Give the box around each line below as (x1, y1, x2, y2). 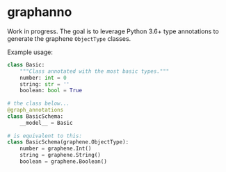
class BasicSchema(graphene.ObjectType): (7, 139, 129, 146)
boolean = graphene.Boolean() (19, 158, 108, 165)
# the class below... (7, 100, 70, 108)
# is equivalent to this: (7, 132, 82, 139)
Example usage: (7, 48, 54, 56)
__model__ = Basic (19, 119, 73, 126)
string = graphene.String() (19, 152, 101, 159)
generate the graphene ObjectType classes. (7, 34, 131, 42)
